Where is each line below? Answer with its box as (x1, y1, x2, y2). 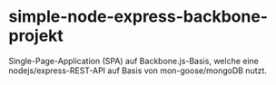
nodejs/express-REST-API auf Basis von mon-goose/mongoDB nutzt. (8, 65, 267, 76)
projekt (8, 25, 64, 46)
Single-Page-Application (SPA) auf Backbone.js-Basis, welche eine (8, 55, 260, 66)
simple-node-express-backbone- (8, 6, 269, 27)
